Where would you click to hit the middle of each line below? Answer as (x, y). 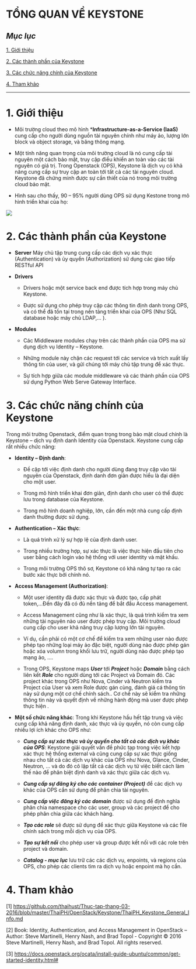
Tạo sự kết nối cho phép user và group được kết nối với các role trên (106, 843)
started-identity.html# (32, 960)
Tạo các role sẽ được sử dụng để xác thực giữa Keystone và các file (105, 825)
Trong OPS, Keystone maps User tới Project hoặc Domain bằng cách (106, 669)
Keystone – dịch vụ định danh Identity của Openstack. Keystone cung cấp (95, 440)
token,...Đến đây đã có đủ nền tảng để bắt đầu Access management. (106, 603)
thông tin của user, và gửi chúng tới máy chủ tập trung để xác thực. (104, 364)
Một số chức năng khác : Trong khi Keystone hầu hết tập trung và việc (99, 717)
